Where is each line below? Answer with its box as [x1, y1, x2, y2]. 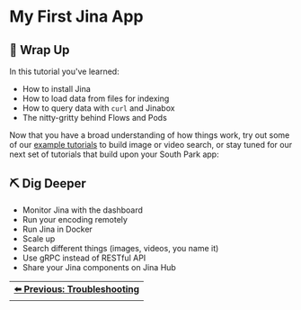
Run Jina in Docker [22, 223, 93, 234]
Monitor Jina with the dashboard [22, 205, 144, 215]
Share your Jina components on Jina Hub [22, 261, 177, 272]
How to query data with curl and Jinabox [22, 103, 175, 114]
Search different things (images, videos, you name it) [22, 242, 219, 253]
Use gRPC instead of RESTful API [22, 252, 146, 263]
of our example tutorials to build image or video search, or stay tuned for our [9, 140, 293, 150]
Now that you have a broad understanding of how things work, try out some [9, 130, 290, 141]
